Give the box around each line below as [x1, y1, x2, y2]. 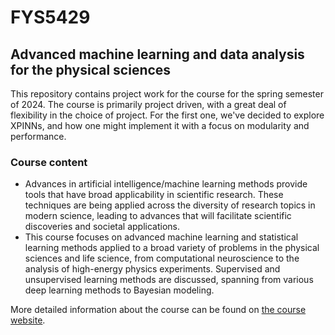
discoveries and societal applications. [24, 221, 180, 233]
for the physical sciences [10, 61, 172, 78]
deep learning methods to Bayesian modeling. [24, 284, 215, 296]
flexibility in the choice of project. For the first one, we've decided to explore [10, 109, 325, 121]
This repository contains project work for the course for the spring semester [10, 88, 324, 100]
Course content [10, 155, 88, 169]
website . [10, 314, 46, 326]
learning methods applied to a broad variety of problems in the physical [24, 242, 320, 254]
